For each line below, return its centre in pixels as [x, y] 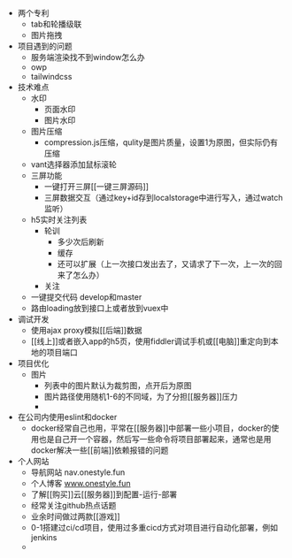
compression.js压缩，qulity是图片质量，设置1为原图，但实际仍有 [161, 142]
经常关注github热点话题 [73, 505]
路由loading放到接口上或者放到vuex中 [100, 308]
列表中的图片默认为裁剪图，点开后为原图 [118, 386]
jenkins [44, 537]
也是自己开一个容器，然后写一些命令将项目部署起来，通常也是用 [155, 439]
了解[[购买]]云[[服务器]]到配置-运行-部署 [104, 494]
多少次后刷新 [81, 242]
